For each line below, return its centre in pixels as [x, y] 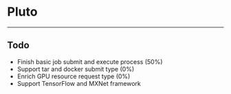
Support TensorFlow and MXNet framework [79, 83]
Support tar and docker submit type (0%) [76, 69]
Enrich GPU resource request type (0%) [74, 76]
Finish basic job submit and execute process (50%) [90, 61]
